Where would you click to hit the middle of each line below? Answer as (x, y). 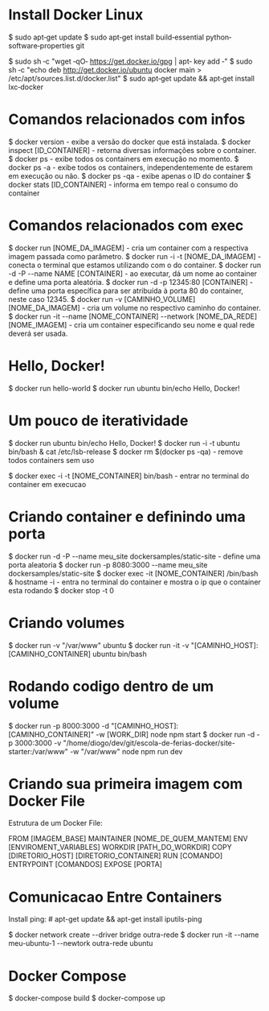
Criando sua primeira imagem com (126, 784)
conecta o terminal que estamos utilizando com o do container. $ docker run (135, 265)
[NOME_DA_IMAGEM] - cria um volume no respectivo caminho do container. (134, 307)
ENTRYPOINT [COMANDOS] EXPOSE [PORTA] (86, 865)
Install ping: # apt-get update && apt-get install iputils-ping (105, 919)
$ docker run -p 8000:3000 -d (59, 725)
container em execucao (47, 484)
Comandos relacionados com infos (127, 120)
